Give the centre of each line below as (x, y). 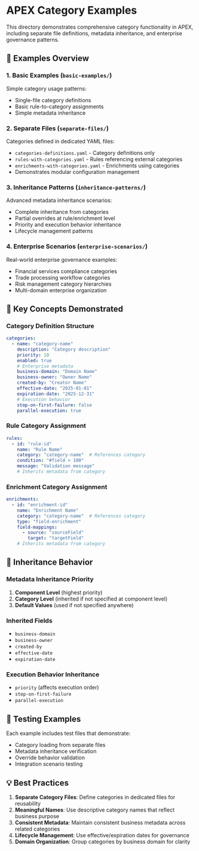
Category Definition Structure (50, 326)
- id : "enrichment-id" (40, 505)
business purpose (37, 816)
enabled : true (34, 360)
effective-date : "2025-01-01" (55, 388)
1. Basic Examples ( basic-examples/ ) (59, 75)
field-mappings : (37, 527)
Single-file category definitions (53, 100)
